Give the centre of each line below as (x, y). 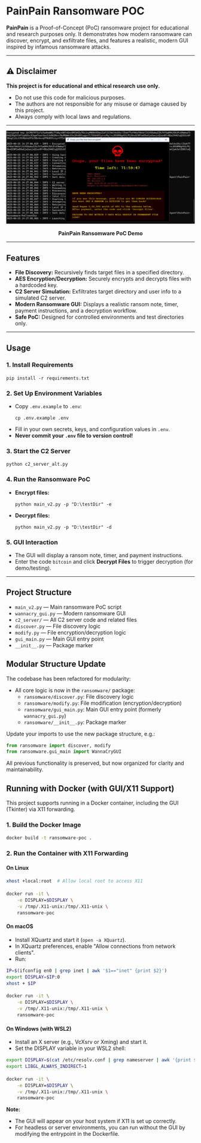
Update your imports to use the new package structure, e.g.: (81, 734)
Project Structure (39, 593)
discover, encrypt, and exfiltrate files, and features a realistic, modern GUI (97, 40)
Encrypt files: (32, 492)
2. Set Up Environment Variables (54, 393)
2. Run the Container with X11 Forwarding (67, 854)
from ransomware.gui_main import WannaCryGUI (64, 752)
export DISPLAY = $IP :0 (33, 977)
